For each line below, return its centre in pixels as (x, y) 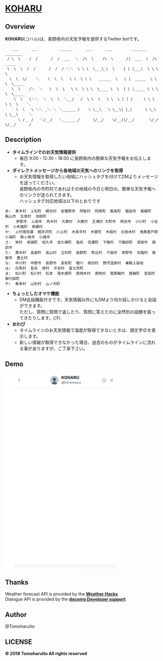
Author (16, 614)
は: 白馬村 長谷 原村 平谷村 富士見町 (44, 268)
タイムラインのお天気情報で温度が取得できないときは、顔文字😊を (85, 330)
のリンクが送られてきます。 (47, 195)
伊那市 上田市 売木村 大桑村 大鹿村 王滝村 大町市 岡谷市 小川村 (81, 221)
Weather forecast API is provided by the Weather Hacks (62, 594)
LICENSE (19, 642)
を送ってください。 (38, 182)
